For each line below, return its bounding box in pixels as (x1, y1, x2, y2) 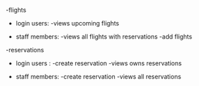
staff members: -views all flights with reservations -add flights (15, 32, 193, 41)
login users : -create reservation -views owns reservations (15, 59, 182, 67)
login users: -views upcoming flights (15, 19, 119, 27)
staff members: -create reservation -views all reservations (15, 72, 182, 80)
